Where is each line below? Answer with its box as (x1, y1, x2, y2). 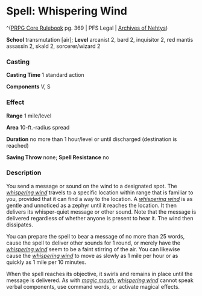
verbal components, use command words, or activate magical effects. (6, 283, 180, 290)
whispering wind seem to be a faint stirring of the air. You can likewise (6, 245, 180, 252)
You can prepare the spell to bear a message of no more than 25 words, (6, 232, 185, 240)
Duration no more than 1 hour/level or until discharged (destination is (6, 135, 177, 143)
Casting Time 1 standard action (6, 71, 84, 79)
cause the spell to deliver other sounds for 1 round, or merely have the (6, 239, 181, 246)
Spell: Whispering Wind (6, 4, 128, 18)
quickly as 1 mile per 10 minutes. (6, 258, 86, 266)
